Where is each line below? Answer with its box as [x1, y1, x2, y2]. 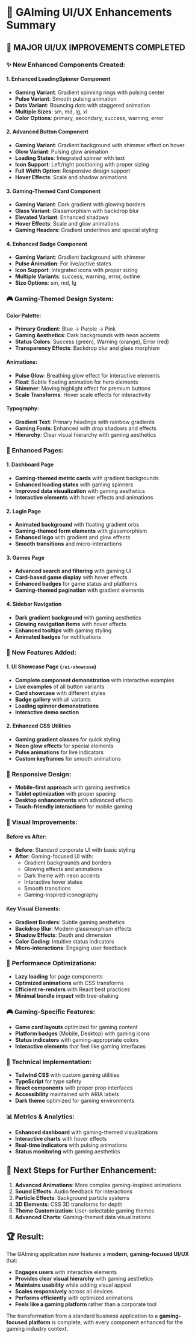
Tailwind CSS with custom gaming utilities [14, 1071, 120, 1079]
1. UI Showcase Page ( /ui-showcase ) [6, 663, 97, 670]
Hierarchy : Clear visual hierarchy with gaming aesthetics [14, 431, 156, 438]
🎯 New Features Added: [6, 648, 77, 656]
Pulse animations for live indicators [14, 748, 104, 756]
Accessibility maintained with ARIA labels [14, 1091, 119, 1098]
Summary [6, 18, 56, 32]
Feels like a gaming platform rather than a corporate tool [14, 1301, 157, 1308]
